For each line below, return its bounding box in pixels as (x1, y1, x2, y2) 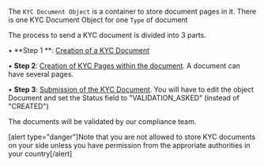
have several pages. (8, 70, 74, 78)
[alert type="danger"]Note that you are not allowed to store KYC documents (8, 132, 256, 141)
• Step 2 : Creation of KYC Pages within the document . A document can (8, 61, 241, 70)
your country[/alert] (8, 149, 73, 158)
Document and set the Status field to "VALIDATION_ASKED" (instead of (8, 93, 239, 102)
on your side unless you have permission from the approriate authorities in (8, 141, 251, 149)
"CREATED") (8, 102, 49, 111)
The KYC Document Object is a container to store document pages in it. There (8, 7, 257, 16)
